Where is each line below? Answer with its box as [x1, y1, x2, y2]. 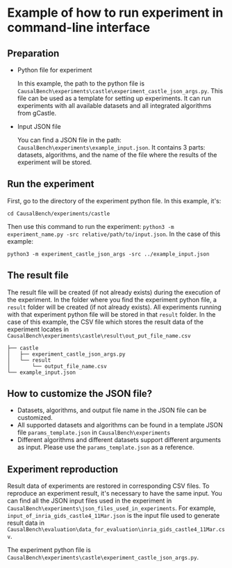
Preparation [7, 47, 60, 59]
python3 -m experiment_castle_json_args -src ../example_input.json [7, 251, 210, 258]
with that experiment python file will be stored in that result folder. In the [7, 310, 216, 318]
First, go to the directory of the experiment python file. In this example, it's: [7, 196, 222, 205]
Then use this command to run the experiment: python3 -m [7, 222, 174, 230]
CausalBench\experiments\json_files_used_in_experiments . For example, [7, 504, 216, 512]
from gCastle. [17, 109, 57, 117]
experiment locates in [7, 325, 69, 333]
